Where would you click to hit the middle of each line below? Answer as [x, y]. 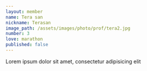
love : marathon [24, 39]
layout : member [24, 12]
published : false [27, 45]
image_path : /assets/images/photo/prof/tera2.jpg [68, 28]
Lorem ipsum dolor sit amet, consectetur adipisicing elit [73, 61]
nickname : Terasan [28, 22]
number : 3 [18, 34]
